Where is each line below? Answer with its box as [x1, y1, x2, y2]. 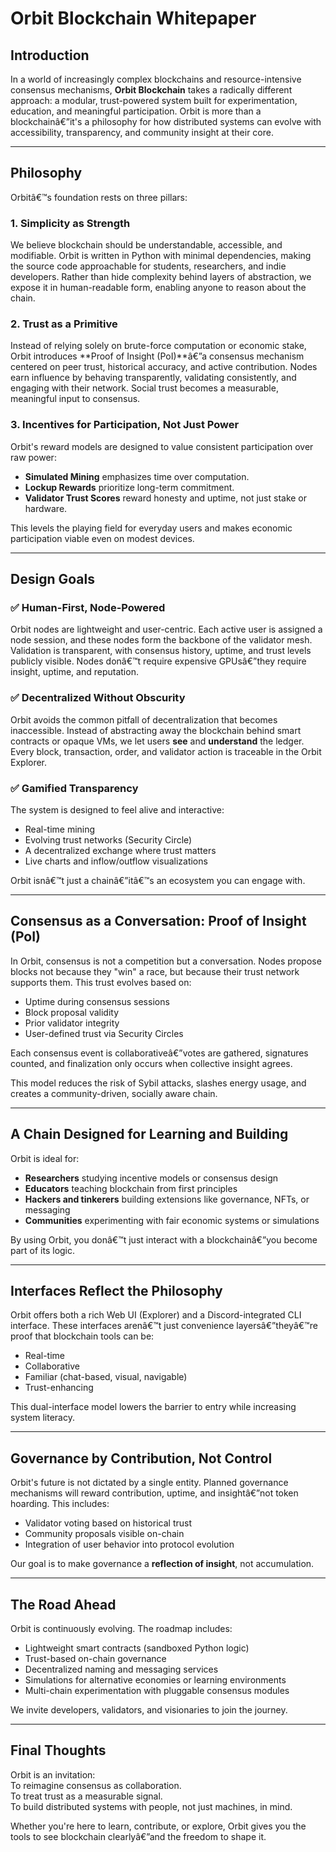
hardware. [24, 502, 68, 514]
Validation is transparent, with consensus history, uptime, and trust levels [10, 645, 312, 657]
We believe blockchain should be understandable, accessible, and [10, 239, 283, 251]
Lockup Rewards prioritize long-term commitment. [24, 481, 235, 493]
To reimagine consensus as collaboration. [10, 1779, 182, 1791]
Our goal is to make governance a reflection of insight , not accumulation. [10, 1558, 315, 1570]
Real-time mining [24, 823, 96, 835]
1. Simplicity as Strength [10, 216, 131, 230]
